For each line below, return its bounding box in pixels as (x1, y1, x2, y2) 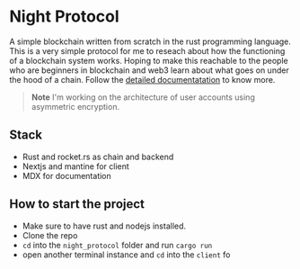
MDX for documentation (22, 170, 112, 181)
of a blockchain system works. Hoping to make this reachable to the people (9, 55, 289, 66)
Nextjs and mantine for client (22, 160, 130, 172)
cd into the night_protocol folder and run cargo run (22, 239, 213, 250)
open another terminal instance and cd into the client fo (22, 249, 231, 260)
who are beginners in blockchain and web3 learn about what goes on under (9, 65, 289, 76)
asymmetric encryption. (31, 101, 119, 112)
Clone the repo (22, 229, 78, 240)
